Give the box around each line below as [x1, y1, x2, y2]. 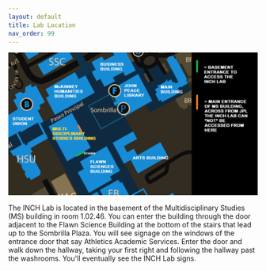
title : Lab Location [8, 21, 77, 29]
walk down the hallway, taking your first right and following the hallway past [8, 245, 256, 254]
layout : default [8, 13, 62, 21]
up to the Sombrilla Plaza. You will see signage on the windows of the [8, 228, 235, 238]
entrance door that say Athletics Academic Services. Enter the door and [8, 236, 243, 246]
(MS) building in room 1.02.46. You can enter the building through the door [8, 211, 251, 221]
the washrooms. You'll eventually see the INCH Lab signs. [8, 254, 196, 263]
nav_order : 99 [8, 29, 55, 37]
